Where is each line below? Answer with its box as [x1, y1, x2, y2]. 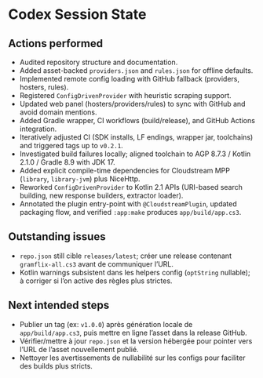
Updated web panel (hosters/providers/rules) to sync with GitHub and [19, 100, 246, 108]
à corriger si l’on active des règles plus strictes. [19, 276, 173, 285]
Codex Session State [8, 5, 147, 24]
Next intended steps [8, 299, 110, 312]
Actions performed [8, 37, 104, 50]
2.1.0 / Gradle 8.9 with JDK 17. [19, 158, 115, 166]
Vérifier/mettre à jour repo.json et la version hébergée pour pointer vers [19, 336, 253, 346]
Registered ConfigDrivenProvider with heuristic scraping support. [19, 91, 232, 100]
